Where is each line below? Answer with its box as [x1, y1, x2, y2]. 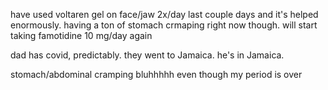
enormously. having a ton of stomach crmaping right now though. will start [10, 19, 318, 31]
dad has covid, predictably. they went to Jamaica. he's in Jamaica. [10, 49, 285, 61]
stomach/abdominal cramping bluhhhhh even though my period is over [10, 69, 303, 80]
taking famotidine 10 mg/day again [10, 30, 153, 41]
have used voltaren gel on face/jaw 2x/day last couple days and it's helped [10, 9, 319, 20]
